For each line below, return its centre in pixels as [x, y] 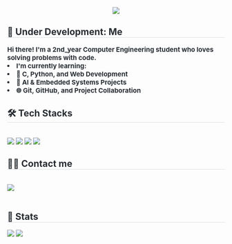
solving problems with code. [52, 58]
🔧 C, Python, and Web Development [72, 74]
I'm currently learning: [51, 66]
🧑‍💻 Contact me [40, 164]
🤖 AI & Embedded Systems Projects [71, 82]
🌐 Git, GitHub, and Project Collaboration [79, 90]
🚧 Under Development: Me [65, 32]
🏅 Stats [23, 216]
